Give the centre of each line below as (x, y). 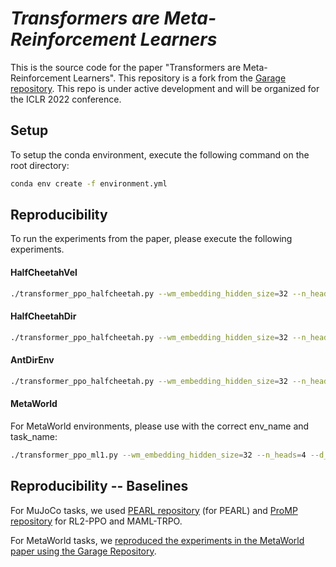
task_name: (34, 436)
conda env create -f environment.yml (89, 183)
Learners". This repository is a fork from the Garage (180, 78)
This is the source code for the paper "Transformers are (126, 67)
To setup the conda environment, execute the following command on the (160, 154)
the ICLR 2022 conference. (66, 99)
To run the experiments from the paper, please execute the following (151, 239)
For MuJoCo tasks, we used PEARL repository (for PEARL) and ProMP (154, 510)
